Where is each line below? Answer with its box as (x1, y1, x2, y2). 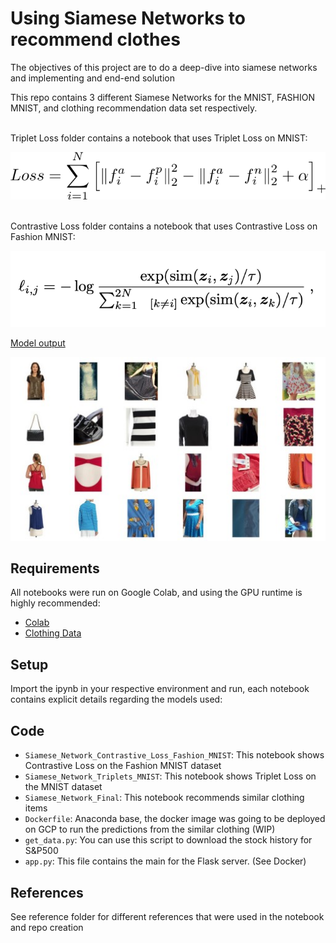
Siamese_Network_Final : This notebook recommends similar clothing (24, 792, 305, 804)
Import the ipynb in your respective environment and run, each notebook (10, 683, 310, 695)
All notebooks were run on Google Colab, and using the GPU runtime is (10, 587, 303, 599)
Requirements (10, 560, 100, 577)
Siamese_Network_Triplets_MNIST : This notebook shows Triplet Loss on (24, 770, 317, 782)
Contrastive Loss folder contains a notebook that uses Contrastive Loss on (10, 220, 318, 232)
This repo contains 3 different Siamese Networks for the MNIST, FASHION (10, 91, 315, 103)
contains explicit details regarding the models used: (10, 693, 223, 706)
